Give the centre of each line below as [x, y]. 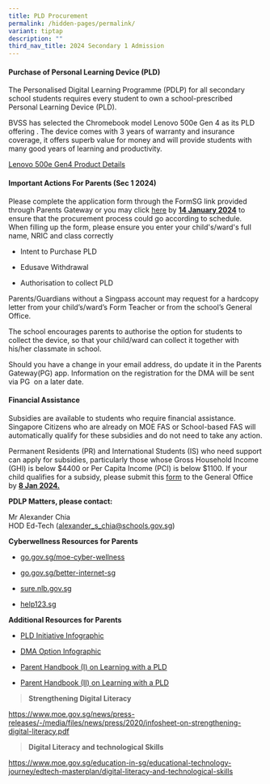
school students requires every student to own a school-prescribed [120, 99]
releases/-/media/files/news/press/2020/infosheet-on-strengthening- [125, 722]
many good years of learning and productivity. [86, 149]
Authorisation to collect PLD [67, 283]
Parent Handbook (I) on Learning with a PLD [93, 666]
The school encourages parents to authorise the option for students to [125, 331]
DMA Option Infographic [61, 651]
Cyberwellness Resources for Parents [74, 541]
